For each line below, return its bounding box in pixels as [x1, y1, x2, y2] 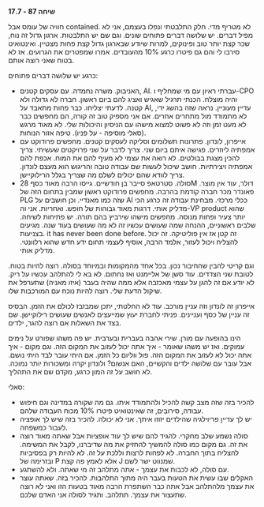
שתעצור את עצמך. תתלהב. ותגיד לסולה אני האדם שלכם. [19, 490, 187, 499]
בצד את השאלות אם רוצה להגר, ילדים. [8, 318, 122, 327]
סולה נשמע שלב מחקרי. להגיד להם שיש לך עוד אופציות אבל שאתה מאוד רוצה [19, 431, 248, 441]
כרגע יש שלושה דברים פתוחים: [8, 71, 99, 80]
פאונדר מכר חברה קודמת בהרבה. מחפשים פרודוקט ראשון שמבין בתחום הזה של [19, 187, 255, 196]
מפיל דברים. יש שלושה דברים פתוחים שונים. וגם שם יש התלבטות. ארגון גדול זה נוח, [8, 31, 254, 39]
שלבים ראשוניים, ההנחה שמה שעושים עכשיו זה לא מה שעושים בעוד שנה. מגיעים [19, 220, 256, 230]
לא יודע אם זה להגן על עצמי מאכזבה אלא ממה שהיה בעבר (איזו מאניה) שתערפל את [8, 278, 255, 287]
